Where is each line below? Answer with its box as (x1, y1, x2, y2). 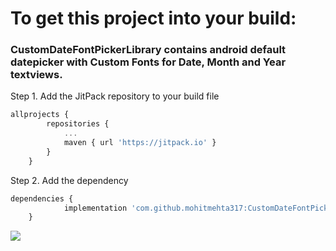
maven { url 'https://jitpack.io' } (63, 138, 217, 148)
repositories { (46, 119, 110, 129)
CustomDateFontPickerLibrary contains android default (10, 43, 287, 57)
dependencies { (10, 193, 74, 204)
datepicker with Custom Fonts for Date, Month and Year (10, 55, 287, 69)
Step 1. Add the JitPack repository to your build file (10, 90, 220, 102)
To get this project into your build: (10, 7, 297, 30)
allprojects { (10, 110, 70, 120)
